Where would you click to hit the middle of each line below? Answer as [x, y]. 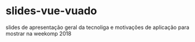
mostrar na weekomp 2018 [38, 33]
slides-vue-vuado [51, 11]
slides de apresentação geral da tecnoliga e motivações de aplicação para [97, 27]
